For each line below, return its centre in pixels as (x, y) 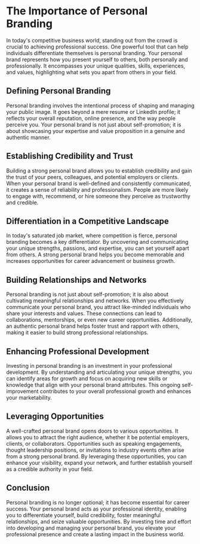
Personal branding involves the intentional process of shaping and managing (101, 105)
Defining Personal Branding (59, 91)
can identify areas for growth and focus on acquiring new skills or (87, 378)
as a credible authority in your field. (50, 469)
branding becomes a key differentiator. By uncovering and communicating (97, 242)
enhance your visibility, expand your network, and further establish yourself (99, 463)
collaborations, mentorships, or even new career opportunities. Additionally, (99, 320)
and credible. (22, 203)
